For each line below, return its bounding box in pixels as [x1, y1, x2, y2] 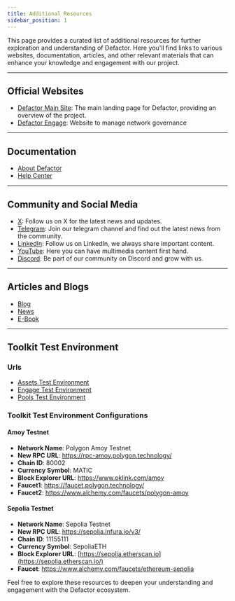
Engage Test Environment [17, 386, 92, 394]
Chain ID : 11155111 [17, 534, 69, 543]
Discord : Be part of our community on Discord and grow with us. [17, 254, 204, 263]
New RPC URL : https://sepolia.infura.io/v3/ [17, 527, 141, 536]
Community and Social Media [7, 198, 138, 210]
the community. [17, 232, 63, 240]
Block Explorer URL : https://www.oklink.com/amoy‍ [17, 474, 164, 482]
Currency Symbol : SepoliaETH [17, 542, 107, 551]
